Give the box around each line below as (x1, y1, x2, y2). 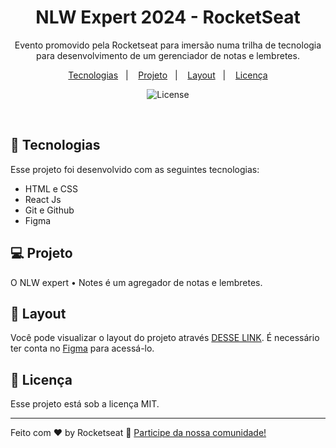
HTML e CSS (24, 182, 79, 195)
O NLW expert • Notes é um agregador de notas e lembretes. (10, 276, 263, 288)
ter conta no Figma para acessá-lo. (10, 342, 155, 355)
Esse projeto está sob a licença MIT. (10, 398, 160, 410)
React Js (24, 193, 62, 205)
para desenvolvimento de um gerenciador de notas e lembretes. (36, 49, 300, 61)
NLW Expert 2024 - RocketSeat (35, 6, 301, 29)
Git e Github (24, 204, 75, 216)
